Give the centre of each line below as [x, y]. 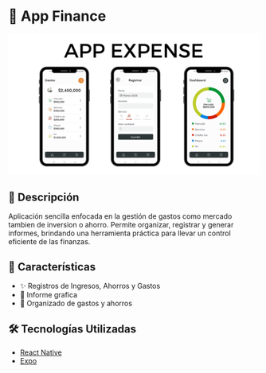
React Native [41, 352]
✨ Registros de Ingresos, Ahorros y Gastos [90, 286]
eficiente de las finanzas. [49, 242]
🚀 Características [52, 267]
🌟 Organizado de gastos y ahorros [76, 303]
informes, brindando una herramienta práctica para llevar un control [119, 233]
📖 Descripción [44, 197]
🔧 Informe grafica [49, 295]
